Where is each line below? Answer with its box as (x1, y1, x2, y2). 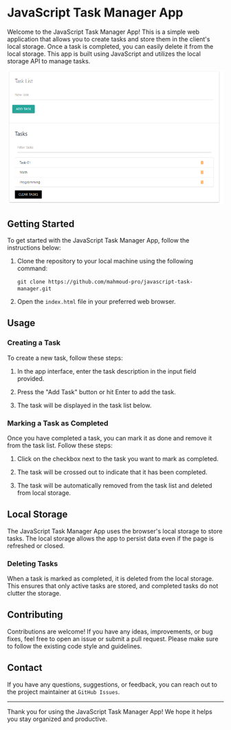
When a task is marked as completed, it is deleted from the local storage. (7, 574, 214, 583)
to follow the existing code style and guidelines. (7, 642, 142, 650)
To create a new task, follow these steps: (7, 354, 123, 362)
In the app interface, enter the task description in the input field (16, 367, 197, 375)
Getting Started (7, 218, 75, 230)
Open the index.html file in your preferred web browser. (16, 297, 177, 305)
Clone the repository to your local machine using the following (16, 256, 194, 265)
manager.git (16, 285, 52, 292)
